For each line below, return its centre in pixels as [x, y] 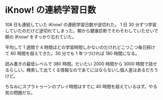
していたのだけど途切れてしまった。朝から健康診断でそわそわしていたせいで [82, 30]
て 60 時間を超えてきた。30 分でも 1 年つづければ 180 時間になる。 [72, 53]
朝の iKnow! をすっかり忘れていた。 [41, 37]
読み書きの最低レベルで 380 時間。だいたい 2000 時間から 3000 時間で [77, 64]
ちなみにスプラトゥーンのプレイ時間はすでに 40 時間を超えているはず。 [77, 86]
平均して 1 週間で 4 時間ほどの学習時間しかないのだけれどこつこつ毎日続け [80, 47]
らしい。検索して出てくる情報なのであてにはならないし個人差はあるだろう [84, 70]
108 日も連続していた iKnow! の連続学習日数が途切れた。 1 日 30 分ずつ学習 [81, 25]
